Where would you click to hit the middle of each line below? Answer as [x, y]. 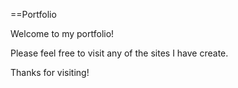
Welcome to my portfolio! [62, 33]
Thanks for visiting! [50, 72]
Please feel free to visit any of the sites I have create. [119, 53]
